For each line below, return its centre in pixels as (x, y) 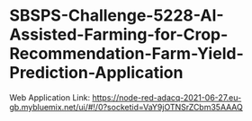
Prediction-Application (96, 73)
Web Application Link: (50, 97)
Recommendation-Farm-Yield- (127, 54)
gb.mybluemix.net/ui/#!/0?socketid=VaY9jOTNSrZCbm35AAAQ (126, 107)
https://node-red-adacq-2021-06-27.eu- (167, 97)
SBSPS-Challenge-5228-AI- (117, 16)
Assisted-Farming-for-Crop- (119, 35)
